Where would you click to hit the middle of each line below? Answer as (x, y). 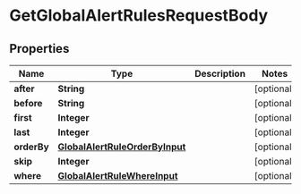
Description (220, 74)
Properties (39, 49)
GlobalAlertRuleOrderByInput (122, 147)
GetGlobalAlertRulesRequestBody (139, 16)
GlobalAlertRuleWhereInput (118, 176)
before (28, 103)
